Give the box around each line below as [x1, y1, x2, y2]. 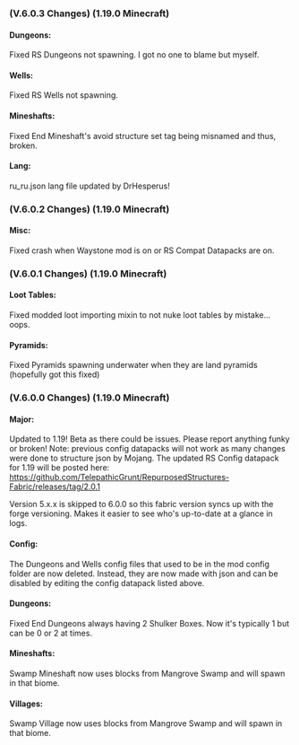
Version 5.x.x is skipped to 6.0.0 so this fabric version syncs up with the [9, 499, 274, 510]
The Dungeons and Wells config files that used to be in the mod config [9, 558, 270, 569]
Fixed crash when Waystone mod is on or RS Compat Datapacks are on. [9, 245, 275, 256]
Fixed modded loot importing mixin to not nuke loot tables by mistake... [9, 309, 271, 320]
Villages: [9, 698, 43, 709]
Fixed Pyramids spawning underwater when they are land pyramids [9, 360, 258, 371]
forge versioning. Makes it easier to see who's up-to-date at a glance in [9, 508, 273, 519]
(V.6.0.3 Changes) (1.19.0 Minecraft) [9, 7, 170, 20]
